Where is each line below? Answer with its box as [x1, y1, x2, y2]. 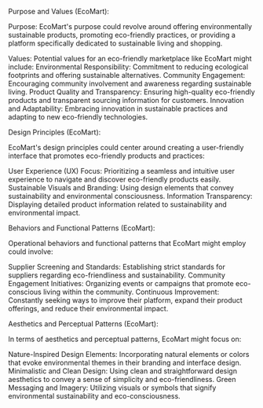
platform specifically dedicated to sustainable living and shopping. [8, 39, 223, 48]
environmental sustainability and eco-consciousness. [8, 391, 181, 400]
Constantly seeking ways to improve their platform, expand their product [8, 296, 243, 305]
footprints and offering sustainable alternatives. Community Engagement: [8, 71, 246, 79]
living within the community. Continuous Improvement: [42, 287, 220, 296]
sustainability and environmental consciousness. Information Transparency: [8, 192, 253, 200]
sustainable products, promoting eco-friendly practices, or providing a [8, 31, 236, 39]
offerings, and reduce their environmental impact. [8, 304, 169, 313]
